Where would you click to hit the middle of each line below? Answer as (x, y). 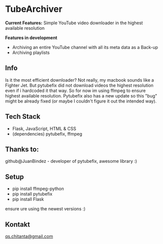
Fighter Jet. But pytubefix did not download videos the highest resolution (80, 85)
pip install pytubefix (32, 194)
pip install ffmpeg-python (38, 189)
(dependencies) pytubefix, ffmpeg (47, 134)
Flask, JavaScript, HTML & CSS (44, 128)
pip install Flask (28, 199)
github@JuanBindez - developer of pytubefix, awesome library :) (71, 161)
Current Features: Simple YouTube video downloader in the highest (74, 23)
